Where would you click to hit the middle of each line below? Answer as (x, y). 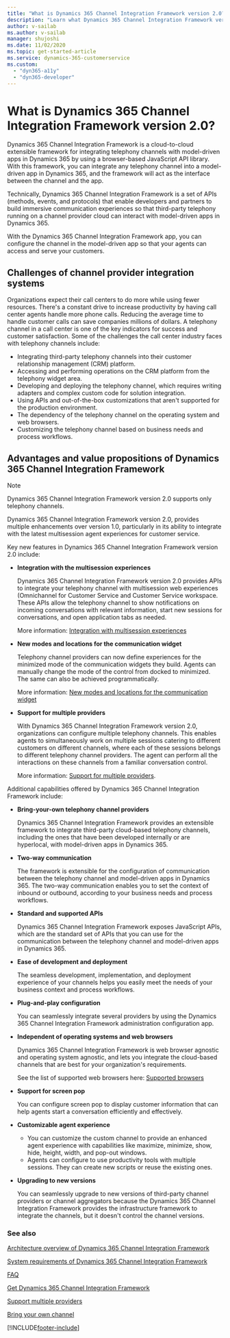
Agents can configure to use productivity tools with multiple (112, 1160)
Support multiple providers (45, 1301)
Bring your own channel (41, 1315)
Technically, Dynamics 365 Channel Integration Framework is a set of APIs (112, 194)
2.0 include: (24, 554)
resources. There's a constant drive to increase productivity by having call (112, 307)
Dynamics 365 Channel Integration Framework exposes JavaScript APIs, (119, 926)
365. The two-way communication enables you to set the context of (113, 885)
